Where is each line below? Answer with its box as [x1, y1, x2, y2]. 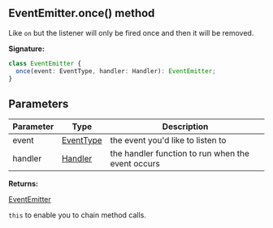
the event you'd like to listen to [110, 135, 227, 146]
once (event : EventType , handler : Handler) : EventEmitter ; [15, 67, 217, 75]
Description [162, 121, 209, 132]
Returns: [8, 179, 39, 189]
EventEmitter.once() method [8, 6, 155, 20]
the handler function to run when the [110, 148, 249, 159]
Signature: [8, 44, 45, 54]
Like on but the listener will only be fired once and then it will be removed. [8, 28, 254, 37]
